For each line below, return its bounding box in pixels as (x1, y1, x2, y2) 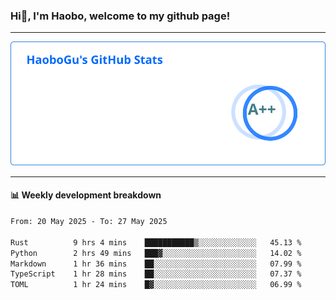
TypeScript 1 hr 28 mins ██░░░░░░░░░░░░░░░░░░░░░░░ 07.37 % (10, 269, 302, 279)
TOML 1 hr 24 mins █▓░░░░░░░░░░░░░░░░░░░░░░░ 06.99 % (10, 280, 302, 290)
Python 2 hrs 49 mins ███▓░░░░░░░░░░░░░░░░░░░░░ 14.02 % (10, 248, 302, 258)
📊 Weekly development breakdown (10, 189, 162, 201)
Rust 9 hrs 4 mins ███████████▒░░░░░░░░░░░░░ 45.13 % (10, 237, 302, 248)
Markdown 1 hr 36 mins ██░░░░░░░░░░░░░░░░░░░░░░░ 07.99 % (10, 259, 302, 269)
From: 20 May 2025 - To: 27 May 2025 (10, 217, 168, 227)
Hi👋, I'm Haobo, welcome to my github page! (10, 9, 231, 23)
